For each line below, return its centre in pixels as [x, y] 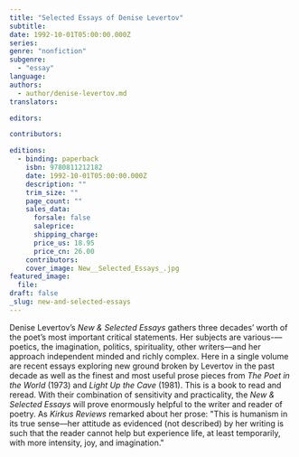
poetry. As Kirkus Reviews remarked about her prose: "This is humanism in [149, 414]
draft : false [34, 294]
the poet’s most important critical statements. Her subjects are [126, 337]
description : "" [56, 184]
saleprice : [54, 227]
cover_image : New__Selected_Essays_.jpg [103, 268]
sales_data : [48, 210]
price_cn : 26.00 [64, 251]
